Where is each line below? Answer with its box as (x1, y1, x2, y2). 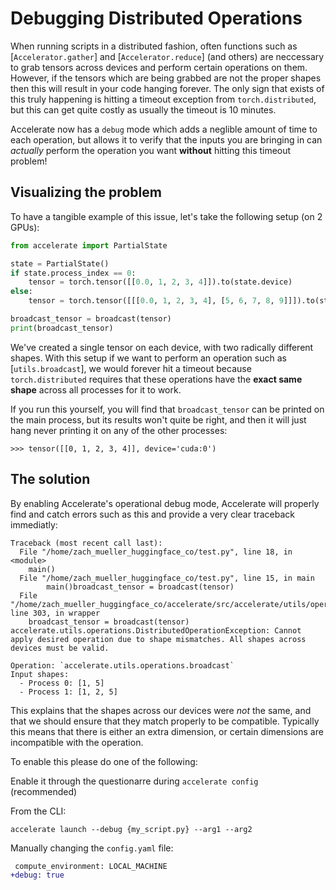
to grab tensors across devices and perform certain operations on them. (10, 61, 308, 73)
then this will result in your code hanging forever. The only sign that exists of (10, 82, 325, 94)
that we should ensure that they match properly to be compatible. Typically (10, 715, 320, 727)
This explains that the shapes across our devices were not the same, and (10, 704, 312, 716)
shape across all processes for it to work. (10, 383, 182, 396)
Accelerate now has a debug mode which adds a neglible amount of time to (10, 123, 318, 135)
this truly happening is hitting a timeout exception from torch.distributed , (10, 93, 317, 105)
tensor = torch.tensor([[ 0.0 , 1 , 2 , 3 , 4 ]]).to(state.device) (28, 277, 293, 287)
